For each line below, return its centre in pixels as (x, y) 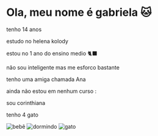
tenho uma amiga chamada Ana (46, 79)
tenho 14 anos (24, 29)
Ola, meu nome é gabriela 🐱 (79, 13)
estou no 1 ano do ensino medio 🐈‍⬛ (52, 53)
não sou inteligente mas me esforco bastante (63, 67)
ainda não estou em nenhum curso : (52, 91)
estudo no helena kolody (38, 41)
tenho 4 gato (22, 115)
